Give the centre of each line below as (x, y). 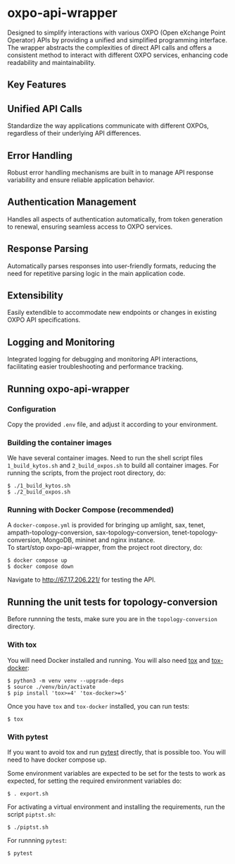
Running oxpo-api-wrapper (69, 389)
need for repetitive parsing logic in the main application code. (96, 273)
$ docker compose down (40, 567)
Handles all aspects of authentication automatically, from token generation (115, 219)
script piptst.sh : (32, 814)
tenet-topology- (195, 533)
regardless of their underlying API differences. (74, 133)
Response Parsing (48, 249)
